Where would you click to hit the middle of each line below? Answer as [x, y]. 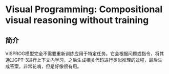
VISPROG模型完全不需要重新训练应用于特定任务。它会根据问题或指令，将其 [85, 54]
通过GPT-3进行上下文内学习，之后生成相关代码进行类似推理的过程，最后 [82, 60]
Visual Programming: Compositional [84, 9]
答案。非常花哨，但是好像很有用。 [46, 66]
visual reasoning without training [77, 20]
